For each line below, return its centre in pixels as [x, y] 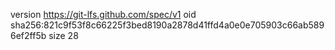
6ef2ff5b [28, 35]
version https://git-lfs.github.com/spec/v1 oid [103, 14]
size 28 [63, 35]
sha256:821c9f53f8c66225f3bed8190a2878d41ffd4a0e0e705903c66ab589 [167, 25]
